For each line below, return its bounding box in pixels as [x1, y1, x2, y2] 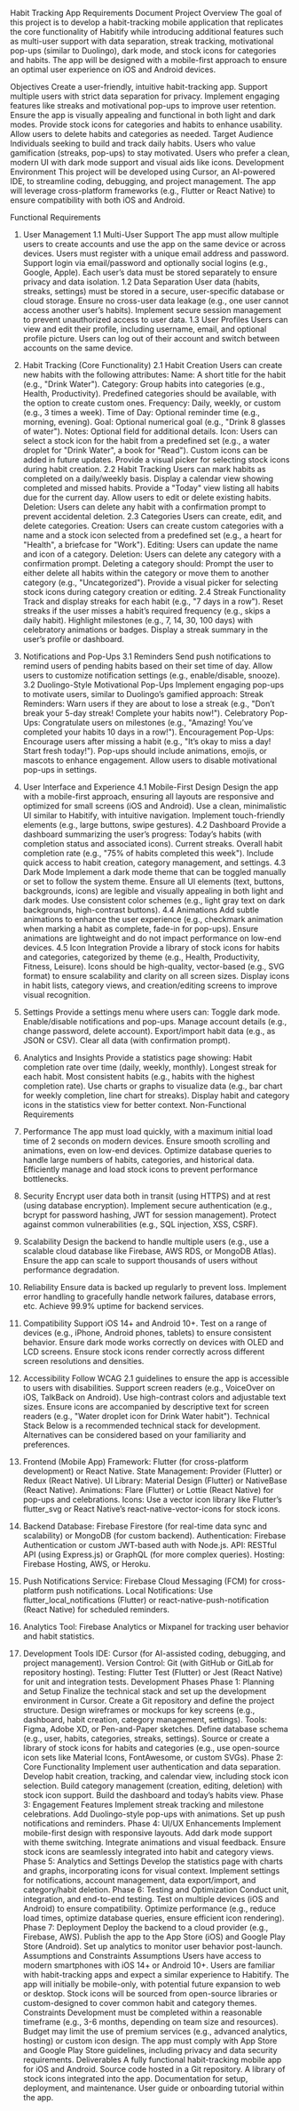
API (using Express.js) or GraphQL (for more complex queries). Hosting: [22, 1549, 285, 1560]
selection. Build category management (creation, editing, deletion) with [22, 1780, 283, 1791]
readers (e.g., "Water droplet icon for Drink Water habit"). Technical [22, 1411, 270, 1421]
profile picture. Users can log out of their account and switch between [22, 333, 280, 343]
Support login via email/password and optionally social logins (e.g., [22, 258, 269, 268]
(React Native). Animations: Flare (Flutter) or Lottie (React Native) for [22, 1485, 274, 1495]
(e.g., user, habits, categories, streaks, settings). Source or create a [22, 1733, 270, 1744]
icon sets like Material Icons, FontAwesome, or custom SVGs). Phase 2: [22, 1752, 283, 1762]
